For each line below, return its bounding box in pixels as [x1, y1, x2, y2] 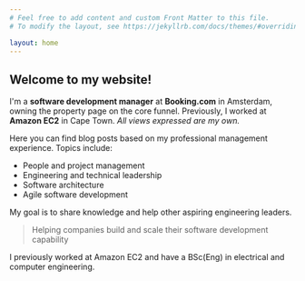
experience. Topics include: [9, 143, 113, 154]
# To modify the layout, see [9, 22, 120, 31]
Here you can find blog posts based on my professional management [9, 133, 268, 144]
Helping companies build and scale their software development [31, 225, 269, 236]
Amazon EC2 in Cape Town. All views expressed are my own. [9, 115, 241, 126]
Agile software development [22, 189, 129, 200]
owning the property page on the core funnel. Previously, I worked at [9, 105, 267, 116]
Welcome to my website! [9, 72, 152, 87]
